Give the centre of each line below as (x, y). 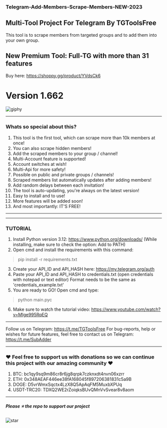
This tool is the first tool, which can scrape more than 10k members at (84, 138)
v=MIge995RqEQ (30, 315)
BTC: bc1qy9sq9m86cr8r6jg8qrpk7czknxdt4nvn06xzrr (69, 374)
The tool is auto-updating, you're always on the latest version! (76, 190)
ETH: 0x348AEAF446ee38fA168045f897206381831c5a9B (72, 379)
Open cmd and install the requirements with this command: (73, 250)
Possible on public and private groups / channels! (63, 174)
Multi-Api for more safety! (39, 169)
